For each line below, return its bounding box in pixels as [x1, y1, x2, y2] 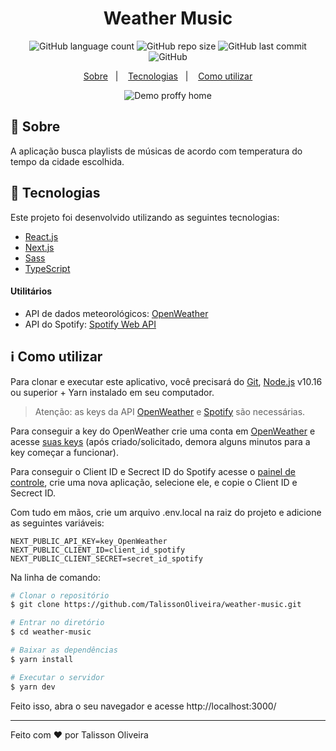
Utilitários [10, 285, 53, 297]
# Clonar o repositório [10, 590, 110, 601]
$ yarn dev [10, 682, 56, 692]
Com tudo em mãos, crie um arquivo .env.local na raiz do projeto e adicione [10, 506, 322, 518]
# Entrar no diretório [10, 618, 105, 628]
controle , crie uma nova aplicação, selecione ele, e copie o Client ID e [10, 476, 298, 488]
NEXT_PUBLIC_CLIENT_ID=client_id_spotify [10, 545, 186, 555]
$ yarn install [10, 654, 74, 664]
